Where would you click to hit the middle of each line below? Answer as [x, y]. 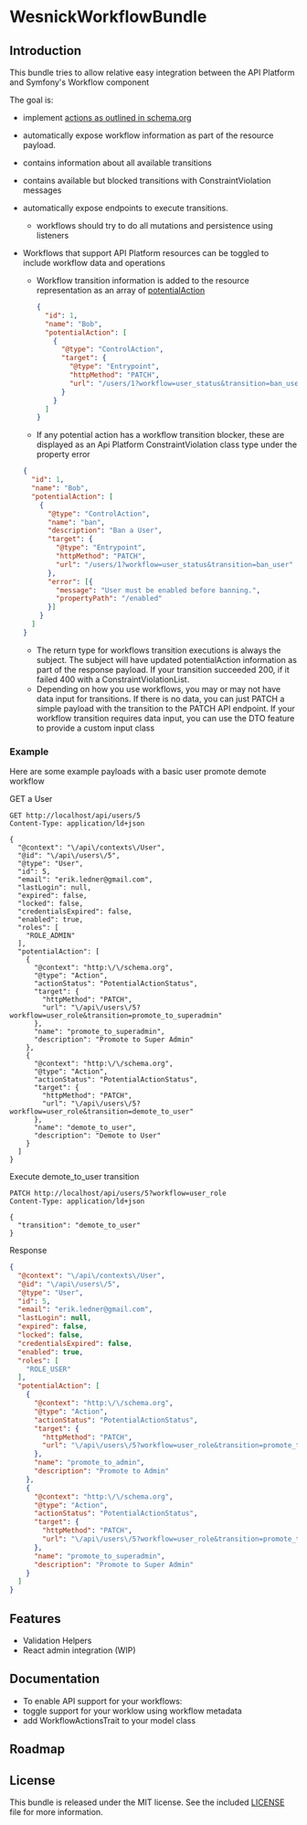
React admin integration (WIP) [79, 1650]
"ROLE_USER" [48, 1369]
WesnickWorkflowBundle [108, 17]
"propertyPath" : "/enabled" [109, 599]
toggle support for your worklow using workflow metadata [132, 1711]
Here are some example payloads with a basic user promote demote [138, 772]
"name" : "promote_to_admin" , [89, 1463]
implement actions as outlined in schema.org [107, 117]
